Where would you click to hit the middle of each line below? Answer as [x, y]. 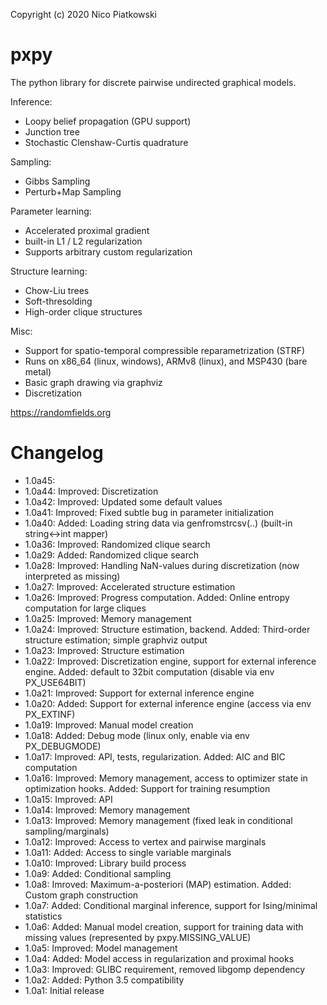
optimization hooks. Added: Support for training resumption [147, 788]
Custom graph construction [81, 895]
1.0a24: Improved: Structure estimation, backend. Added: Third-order [167, 629]
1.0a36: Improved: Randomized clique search [117, 544]
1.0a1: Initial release [64, 990]
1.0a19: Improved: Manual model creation [109, 725]
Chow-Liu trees [57, 290]
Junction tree [52, 131]
